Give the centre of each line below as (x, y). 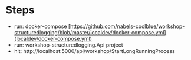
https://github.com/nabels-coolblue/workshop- (127, 26)
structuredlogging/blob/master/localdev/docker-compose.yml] (90, 32)
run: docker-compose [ (42, 26)
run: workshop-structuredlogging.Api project (68, 45)
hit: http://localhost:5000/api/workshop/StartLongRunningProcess (94, 51)
